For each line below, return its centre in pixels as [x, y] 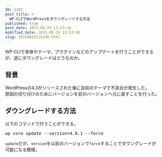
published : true [22, 23]
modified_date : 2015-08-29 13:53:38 [42, 32]
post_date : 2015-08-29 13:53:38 [38, 28]
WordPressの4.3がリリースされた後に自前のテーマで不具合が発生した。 [77, 88]
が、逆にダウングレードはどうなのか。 [44, 58]
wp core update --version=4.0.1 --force [54, 133]
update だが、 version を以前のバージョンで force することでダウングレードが [81, 143]
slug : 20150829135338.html [33, 37]
